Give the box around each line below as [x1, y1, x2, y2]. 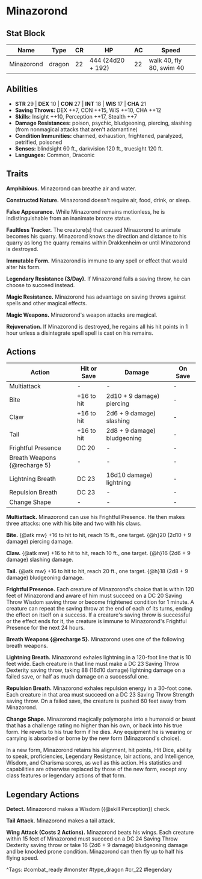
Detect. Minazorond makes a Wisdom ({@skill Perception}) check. [6, 806, 171, 813]
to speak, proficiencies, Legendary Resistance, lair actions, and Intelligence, [6, 753, 195, 760]
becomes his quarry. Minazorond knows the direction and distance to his [6, 232, 187, 240]
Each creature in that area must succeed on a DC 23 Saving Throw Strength [6, 691, 194, 698]
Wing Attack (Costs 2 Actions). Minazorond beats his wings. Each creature [6, 829, 194, 836]
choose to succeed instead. [6, 281, 75, 288]
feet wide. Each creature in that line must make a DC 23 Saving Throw [6, 660, 180, 668]
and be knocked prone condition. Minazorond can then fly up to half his [6, 848, 183, 856]
